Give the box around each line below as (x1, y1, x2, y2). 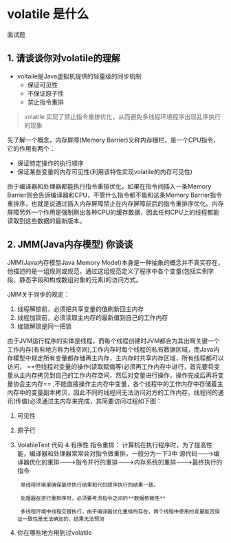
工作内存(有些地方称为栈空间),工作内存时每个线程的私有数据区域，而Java (7, 345, 214, 353)
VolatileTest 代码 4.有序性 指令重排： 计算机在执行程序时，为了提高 (16, 440, 207, 449)
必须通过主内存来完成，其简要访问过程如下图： (30, 396, 163, 405)
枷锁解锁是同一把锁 (16, 321, 72, 330)
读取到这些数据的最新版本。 (7, 216, 86, 224)
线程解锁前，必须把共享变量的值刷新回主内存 (16, 304, 144, 313)
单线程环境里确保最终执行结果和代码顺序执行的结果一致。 (20, 481, 159, 489)
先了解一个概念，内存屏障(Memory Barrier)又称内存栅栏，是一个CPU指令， (7, 136, 220, 144)
